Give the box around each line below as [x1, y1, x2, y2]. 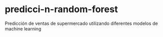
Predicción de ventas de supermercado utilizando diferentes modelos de [5, 20, 158, 26]
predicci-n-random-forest [5, 4, 118, 15]
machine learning [5, 25, 41, 31]
